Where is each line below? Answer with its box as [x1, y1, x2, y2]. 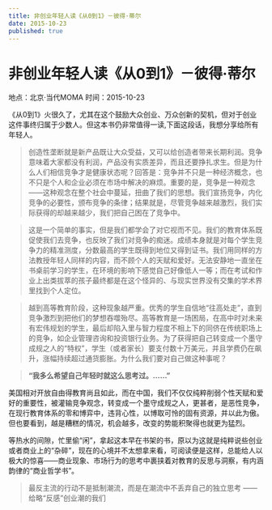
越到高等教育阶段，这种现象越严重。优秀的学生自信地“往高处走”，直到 [28, 303, 262, 312]
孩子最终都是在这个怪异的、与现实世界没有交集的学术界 [78, 276, 263, 286]
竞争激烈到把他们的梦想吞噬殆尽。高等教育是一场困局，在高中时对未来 [28, 313, 263, 323]
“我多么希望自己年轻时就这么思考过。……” [28, 371, 171, 380]
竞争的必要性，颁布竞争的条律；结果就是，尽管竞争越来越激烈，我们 [28, 198, 256, 207]
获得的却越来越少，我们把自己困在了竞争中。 [35, 208, 185, 218]
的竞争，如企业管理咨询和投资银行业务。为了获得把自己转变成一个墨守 [28, 334, 263, 343]
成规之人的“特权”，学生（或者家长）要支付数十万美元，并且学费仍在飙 [28, 343, 262, 353]
